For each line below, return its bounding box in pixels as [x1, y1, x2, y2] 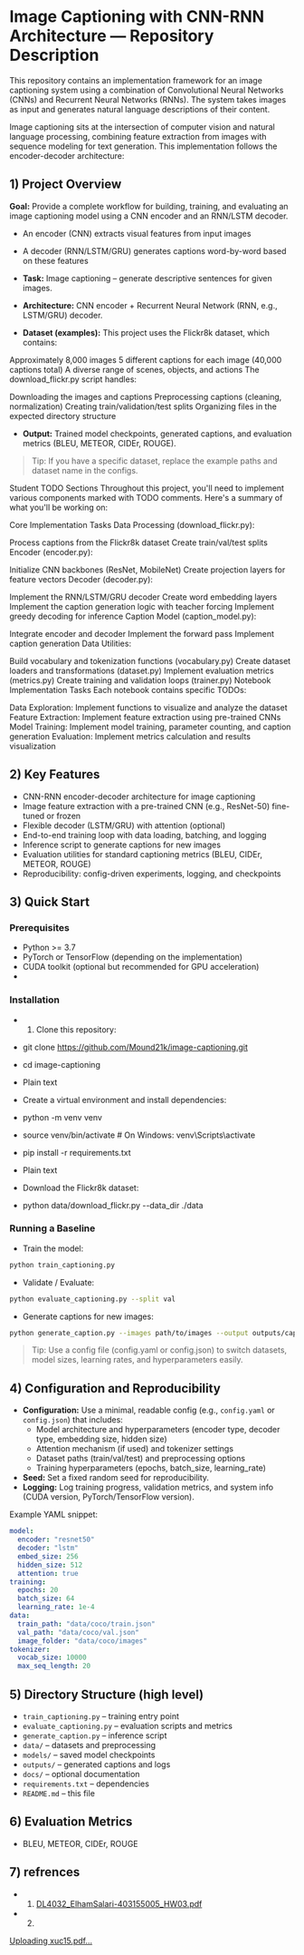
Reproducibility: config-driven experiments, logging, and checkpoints [22, 868, 281, 879]
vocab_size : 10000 [17, 1653, 88, 1662]
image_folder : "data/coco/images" [17, 1636, 147, 1646]
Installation [9, 993, 61, 1006]
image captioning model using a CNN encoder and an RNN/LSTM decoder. [9, 210, 289, 221]
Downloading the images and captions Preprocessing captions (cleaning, [9, 391, 282, 402]
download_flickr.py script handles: [9, 374, 138, 385]
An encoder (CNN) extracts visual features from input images [22, 228, 252, 239]
